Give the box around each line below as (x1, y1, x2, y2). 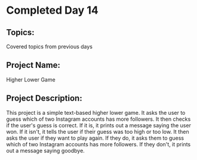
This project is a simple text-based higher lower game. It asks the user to (6, 109, 186, 116)
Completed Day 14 (6, 4, 98, 17)
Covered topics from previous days (6, 43, 93, 50)
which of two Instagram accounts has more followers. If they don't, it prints (6, 140, 191, 148)
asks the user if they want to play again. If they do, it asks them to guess (6, 134, 184, 142)
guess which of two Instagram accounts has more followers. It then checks (6, 115, 191, 123)
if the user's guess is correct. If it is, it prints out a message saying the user (6, 121, 191, 128)
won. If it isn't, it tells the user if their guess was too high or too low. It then (6, 128, 189, 135)
